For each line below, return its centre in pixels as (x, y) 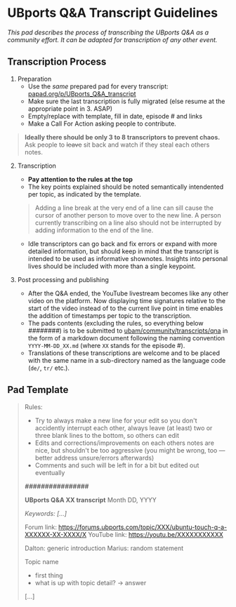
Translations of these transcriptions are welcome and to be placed (124, 353)
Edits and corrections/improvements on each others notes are (124, 443)
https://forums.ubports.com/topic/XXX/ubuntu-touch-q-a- (143, 527)
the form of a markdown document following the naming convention (126, 338)
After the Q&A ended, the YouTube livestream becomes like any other (128, 293)
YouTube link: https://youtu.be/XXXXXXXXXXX (155, 534)
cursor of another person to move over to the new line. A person (128, 215)
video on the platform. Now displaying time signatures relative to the (127, 300)
